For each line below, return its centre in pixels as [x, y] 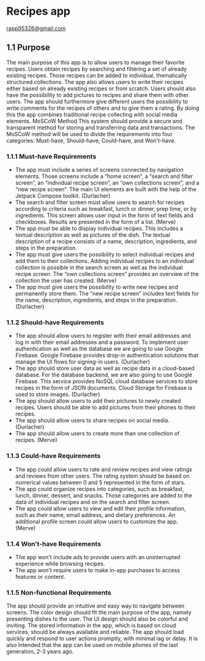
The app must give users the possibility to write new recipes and [97, 287]
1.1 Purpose [28, 48]
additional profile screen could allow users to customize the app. [97, 521]
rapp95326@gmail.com [36, 28]
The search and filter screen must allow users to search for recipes [100, 202]
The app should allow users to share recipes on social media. [92, 421]
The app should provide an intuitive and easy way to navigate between [95, 606]
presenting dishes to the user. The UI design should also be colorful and [97, 619]
